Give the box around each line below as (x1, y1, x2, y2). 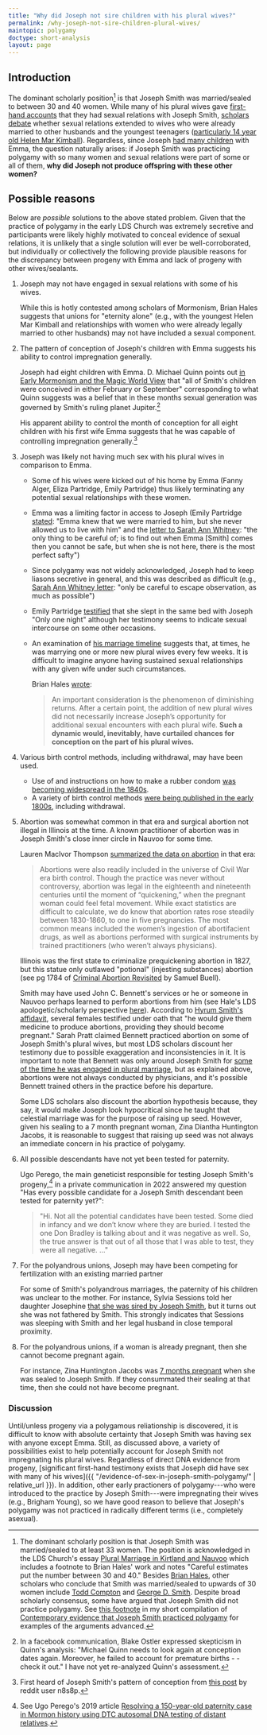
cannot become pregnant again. (19, 1350, 126, 1360)
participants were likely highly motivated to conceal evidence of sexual (8, 230, 241, 239)
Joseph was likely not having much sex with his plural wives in (19, 451, 225, 461)
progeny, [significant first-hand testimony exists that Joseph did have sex (8, 1463, 249, 1473)
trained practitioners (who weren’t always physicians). (39, 940, 217, 950)
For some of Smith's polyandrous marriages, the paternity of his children (19, 1284, 258, 1294)
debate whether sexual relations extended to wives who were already (8, 118, 236, 128)
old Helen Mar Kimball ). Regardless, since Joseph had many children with (8, 135, 250, 145)
